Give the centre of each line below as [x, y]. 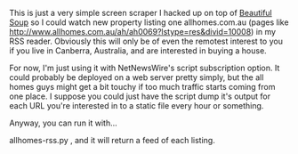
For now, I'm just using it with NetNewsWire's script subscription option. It [145, 68]
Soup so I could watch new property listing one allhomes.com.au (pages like [149, 22]
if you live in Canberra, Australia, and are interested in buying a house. [138, 51]
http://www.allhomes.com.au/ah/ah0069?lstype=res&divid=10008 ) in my [143, 32]
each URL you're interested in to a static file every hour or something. [137, 105]
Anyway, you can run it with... [63, 123]
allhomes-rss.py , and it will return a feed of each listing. [112, 140]
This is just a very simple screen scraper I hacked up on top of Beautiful [141, 13]
